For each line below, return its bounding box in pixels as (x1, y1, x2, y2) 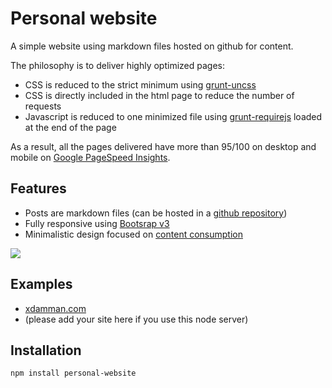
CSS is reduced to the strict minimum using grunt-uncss (24, 78, 257, 91)
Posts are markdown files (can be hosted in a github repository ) (24, 207, 288, 219)
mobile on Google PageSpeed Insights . (10, 151, 171, 163)
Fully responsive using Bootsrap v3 (24, 217, 170, 229)
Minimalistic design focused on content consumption (24, 228, 243, 240)
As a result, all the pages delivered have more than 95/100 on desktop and (10, 140, 317, 152)
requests (24, 100, 62, 112)
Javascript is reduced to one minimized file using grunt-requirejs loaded (24, 110, 323, 122)
